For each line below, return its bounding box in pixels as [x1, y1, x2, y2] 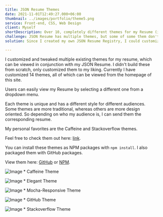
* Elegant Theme [23, 178, 57, 184]
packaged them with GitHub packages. [5, 150, 83, 155]
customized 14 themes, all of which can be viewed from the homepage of [5, 71, 152, 78]
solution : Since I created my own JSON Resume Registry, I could [5, 39, 140, 44]
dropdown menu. [5, 91, 39, 97]
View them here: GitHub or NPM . [5, 159, 70, 165]
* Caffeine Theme [23, 168, 59, 174]
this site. [5, 77, 22, 83]
